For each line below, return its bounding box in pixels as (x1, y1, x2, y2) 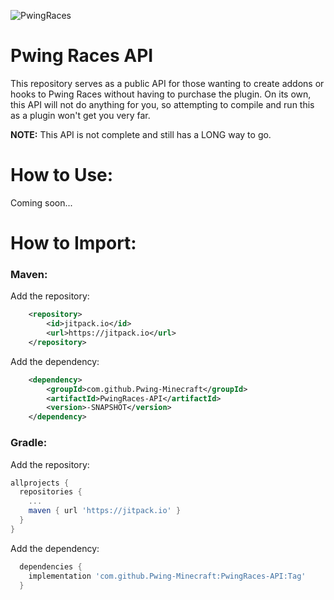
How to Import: (10, 232, 137, 255)
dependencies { (19, 561, 83, 572)
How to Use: (10, 164, 114, 187)
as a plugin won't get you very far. (10, 109, 151, 121)
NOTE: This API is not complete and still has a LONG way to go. (10, 128, 272, 140)
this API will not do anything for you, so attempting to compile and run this (10, 98, 315, 110)
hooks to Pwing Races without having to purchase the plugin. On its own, (10, 88, 312, 100)
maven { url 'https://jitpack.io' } (28, 506, 182, 516)
